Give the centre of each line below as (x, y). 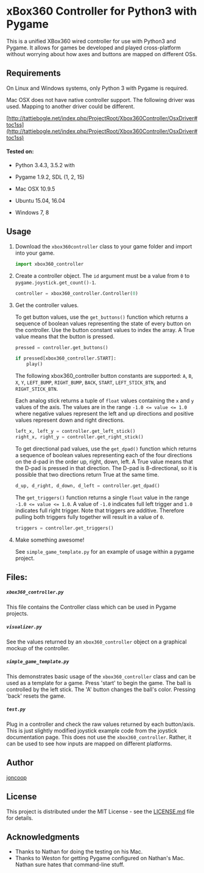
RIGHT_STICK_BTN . (37, 389)
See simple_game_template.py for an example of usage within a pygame (105, 551)
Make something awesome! (50, 540)
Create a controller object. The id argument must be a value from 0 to (102, 275)
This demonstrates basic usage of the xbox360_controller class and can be (101, 676)
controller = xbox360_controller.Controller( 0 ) (76, 293)
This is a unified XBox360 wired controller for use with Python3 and (91, 41)
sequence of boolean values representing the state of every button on (103, 323)
